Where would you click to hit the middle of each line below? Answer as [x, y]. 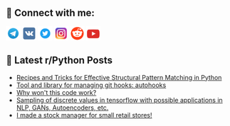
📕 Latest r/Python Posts [59, 61]
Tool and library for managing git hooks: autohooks [91, 85]
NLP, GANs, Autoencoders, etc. [62, 108]
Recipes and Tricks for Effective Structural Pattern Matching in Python [119, 77]
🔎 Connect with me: [50, 13]
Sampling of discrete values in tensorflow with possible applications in [119, 100]
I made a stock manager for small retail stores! [84, 115]
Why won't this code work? [56, 92]
